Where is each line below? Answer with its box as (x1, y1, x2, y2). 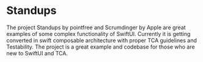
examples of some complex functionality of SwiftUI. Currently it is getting (6, 30, 191, 37)
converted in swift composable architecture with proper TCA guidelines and (6, 36, 197, 44)
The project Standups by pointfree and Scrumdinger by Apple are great (6, 24, 186, 31)
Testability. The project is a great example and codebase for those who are (6, 43, 195, 50)
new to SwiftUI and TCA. (6, 49, 68, 57)
